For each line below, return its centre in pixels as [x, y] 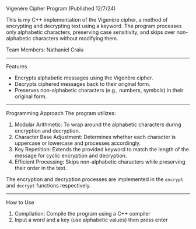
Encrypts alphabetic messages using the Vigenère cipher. [84, 78]
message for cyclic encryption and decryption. [71, 155]
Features [17, 66]
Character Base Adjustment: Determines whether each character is [95, 137]
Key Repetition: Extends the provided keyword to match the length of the [102, 149]
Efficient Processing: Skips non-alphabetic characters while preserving [100, 162]
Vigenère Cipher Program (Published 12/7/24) [61, 8]
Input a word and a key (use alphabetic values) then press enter [91, 220]
